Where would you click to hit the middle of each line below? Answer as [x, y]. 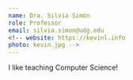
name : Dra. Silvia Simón [49, 15]
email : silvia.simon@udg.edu [56, 30]
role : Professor [35, 23]
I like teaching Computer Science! [63, 67]
